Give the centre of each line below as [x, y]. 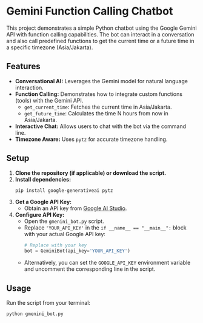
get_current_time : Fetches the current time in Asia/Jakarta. [98, 107]
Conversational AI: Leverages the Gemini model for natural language [101, 81]
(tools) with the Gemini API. [49, 100]
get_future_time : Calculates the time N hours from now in [96, 113]
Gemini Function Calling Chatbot [90, 11]
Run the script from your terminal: [48, 303]
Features [23, 66]
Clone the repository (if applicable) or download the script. [91, 173]
